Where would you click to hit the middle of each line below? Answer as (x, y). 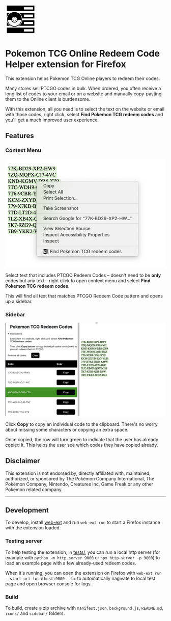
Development (27, 510)
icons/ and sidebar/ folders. (35, 613)
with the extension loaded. (33, 528)
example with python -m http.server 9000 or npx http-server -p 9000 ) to (83, 557)
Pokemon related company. (34, 489)
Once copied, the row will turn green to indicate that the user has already (82, 439)
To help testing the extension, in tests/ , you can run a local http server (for (83, 552)
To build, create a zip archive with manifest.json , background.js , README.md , (84, 608)
